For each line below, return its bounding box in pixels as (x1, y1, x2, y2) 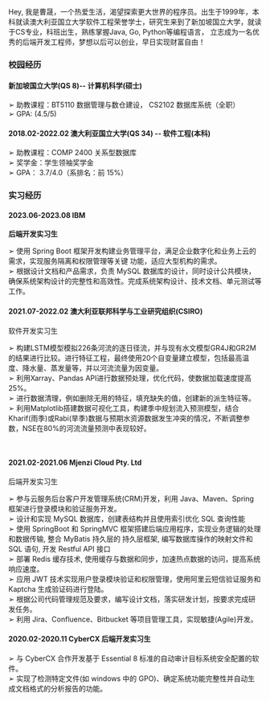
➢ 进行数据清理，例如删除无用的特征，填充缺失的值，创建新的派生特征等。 (8, 393, 256, 403)
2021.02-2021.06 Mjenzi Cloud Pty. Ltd (8, 457, 142, 468)
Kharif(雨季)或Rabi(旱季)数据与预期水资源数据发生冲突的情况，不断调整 (8, 413, 243, 423)
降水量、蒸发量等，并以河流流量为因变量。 (22, 363, 163, 372)
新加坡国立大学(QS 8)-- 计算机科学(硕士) (8, 80, 142, 90)
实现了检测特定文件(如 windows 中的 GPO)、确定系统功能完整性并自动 (15, 674, 248, 683)
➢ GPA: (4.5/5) (8, 109, 57, 119)
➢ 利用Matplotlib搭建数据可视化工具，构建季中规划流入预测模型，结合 (8, 403, 239, 412)
